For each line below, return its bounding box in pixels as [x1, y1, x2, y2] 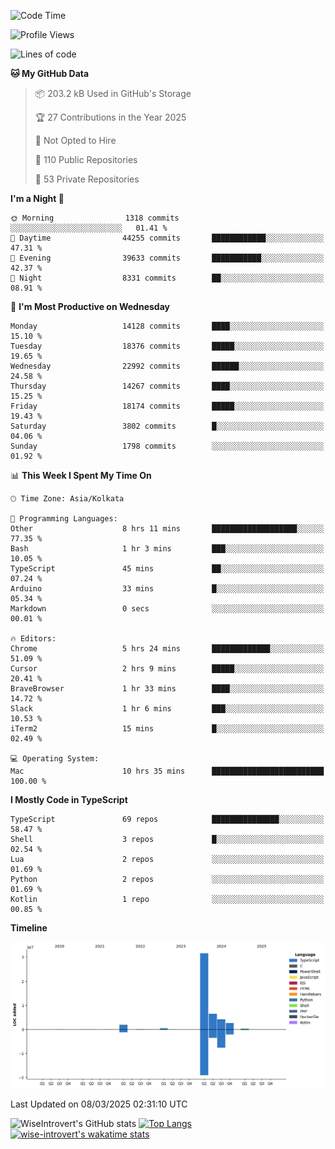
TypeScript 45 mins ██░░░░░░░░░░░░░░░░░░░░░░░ [10, 564, 325, 574]
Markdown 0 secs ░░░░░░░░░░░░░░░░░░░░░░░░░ [10, 604, 325, 614]
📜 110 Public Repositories [34, 154, 138, 165]
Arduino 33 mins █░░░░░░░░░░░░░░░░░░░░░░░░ [10, 584, 325, 594]
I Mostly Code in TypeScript [10, 794, 128, 805]
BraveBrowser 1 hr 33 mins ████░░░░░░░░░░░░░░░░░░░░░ [10, 684, 325, 694]
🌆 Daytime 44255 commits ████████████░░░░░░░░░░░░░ [10, 233, 325, 243]
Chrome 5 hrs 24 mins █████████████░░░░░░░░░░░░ [10, 644, 325, 654]
